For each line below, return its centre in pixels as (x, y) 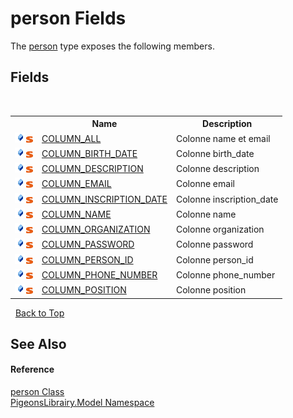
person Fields (68, 18)
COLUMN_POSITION (84, 290)
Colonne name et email (223, 138)
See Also (38, 343)
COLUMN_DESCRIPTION (92, 168)
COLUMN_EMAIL (76, 184)
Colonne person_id (215, 259)
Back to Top (39, 313)
